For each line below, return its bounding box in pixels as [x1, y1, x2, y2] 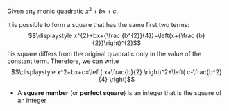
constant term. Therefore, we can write [7, 57, 119, 65]
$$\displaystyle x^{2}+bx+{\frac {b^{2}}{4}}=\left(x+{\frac [28, 31, 195, 40]
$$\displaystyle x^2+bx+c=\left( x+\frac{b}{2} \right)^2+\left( [11, 67, 186, 76]
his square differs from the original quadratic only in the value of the [7, 49, 202, 58]
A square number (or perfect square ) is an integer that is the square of [17, 88, 222, 96]
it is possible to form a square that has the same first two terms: [7, 20, 189, 28]
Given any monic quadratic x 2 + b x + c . [7, 6, 119, 15]
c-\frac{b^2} [186, 67, 222, 76]
